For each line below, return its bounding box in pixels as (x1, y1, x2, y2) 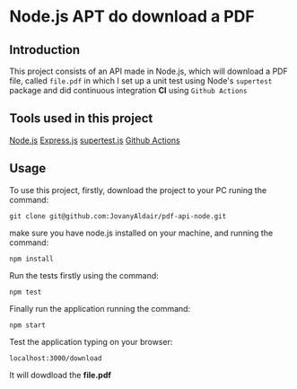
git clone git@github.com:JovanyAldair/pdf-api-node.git (9, 211, 227, 221)
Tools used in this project (9, 111, 153, 127)
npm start (9, 321, 47, 330)
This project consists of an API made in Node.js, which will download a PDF (9, 66, 289, 76)
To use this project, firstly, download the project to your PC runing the (9, 184, 267, 195)
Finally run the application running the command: (9, 303, 191, 314)
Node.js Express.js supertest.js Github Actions (9, 135, 181, 146)
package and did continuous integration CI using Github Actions (9, 85, 248, 95)
